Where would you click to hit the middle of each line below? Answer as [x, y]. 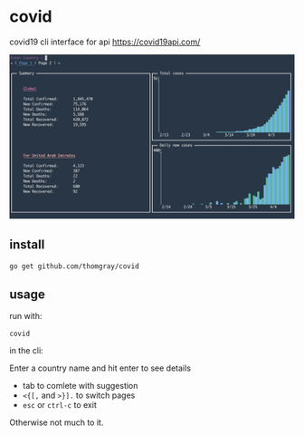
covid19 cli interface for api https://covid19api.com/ [105, 42]
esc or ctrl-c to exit [59, 404]
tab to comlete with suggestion [80, 385]
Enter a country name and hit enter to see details [100, 368]
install [27, 244]
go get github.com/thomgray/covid [75, 266]
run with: [26, 315]
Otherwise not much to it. [57, 422]
